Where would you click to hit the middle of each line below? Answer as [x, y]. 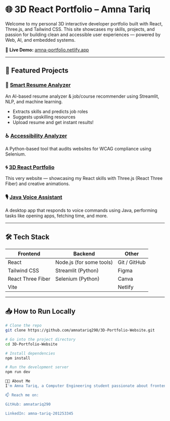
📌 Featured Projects [37, 70]
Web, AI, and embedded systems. [40, 40]
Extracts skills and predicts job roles [50, 111]
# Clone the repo [24, 326]
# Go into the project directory [40, 339]
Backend [84, 254]
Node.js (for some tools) [84, 262]
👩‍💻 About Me [18, 381]
